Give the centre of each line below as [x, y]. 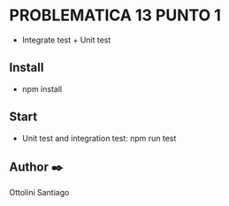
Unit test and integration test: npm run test [99, 138]
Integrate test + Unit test [66, 40]
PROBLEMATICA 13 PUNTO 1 [115, 15]
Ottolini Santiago [39, 193]
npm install [42, 88]
